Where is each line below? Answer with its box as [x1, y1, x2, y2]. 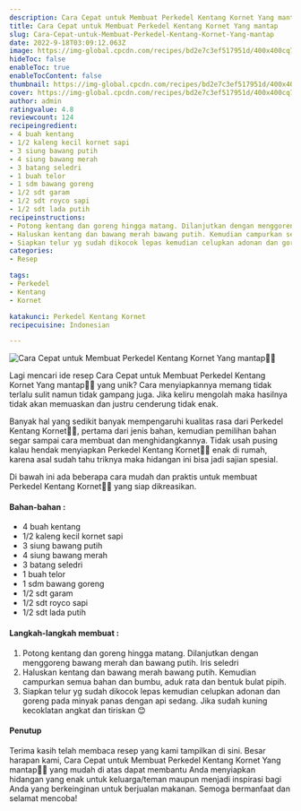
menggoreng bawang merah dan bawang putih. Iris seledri [21, 657, 239, 668]
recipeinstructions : [9, 212, 87, 222]
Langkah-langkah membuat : [9, 628, 119, 639]
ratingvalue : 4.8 [9, 105, 74, 114]
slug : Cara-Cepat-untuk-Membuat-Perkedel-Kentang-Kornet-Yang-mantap [9, 30, 275, 39]
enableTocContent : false [9, 72, 102, 81]
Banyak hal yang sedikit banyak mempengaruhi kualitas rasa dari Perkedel [9, 416, 284, 427]
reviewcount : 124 [9, 113, 74, 122]
